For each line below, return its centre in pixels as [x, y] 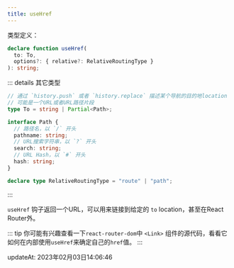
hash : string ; [34, 162]
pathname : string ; [41, 135]
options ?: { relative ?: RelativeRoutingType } [84, 62]
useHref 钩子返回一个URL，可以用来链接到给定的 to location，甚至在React [116, 209]
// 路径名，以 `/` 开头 [45, 128]
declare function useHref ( [47, 48]
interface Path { [33, 122]
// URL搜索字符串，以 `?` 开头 [55, 142]
